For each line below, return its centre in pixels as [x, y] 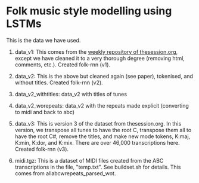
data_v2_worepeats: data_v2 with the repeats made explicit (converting [102, 105]
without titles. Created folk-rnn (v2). [59, 83]
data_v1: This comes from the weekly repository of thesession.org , [96, 51]
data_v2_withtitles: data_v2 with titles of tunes [71, 94]
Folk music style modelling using [89, 11]
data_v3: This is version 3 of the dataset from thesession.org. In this [98, 123]
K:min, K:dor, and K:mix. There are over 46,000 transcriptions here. [97, 142]
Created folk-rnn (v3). [42, 149]
